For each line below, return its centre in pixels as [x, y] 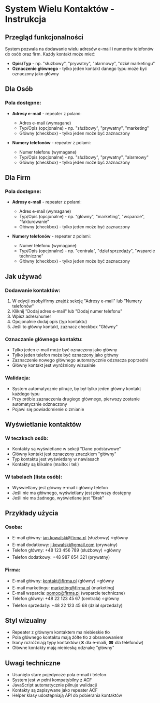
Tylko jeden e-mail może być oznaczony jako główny [65, 350]
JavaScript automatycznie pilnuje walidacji [54, 685]
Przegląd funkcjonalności [44, 37]
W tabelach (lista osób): [34, 477]
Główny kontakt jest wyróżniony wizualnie [54, 365]
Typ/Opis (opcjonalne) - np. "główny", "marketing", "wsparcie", [82, 217]
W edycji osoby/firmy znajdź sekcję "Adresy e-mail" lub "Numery [77, 301]
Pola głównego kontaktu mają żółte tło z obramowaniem [68, 637]
